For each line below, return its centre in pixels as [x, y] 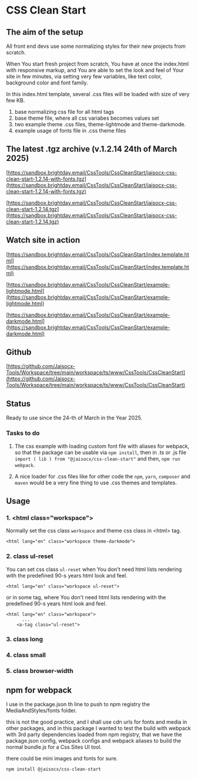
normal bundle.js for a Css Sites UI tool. [54, 747]
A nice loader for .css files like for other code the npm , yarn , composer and [102, 476]
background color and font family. [47, 83]
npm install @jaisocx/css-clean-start [54, 769]
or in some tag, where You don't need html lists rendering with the [86, 597]
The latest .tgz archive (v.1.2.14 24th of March [92, 149]
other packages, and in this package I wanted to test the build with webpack [98, 728]
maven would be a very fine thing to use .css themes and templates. [96, 482]
